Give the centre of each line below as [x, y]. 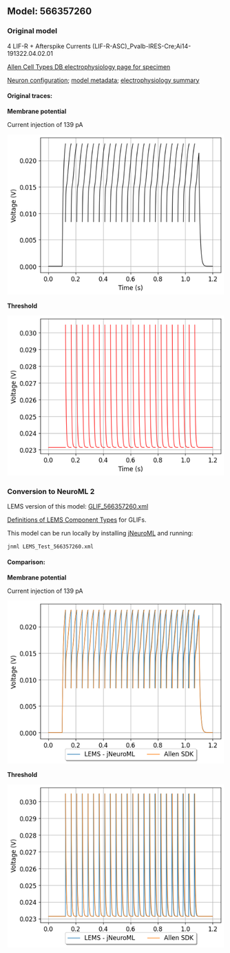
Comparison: [27, 562]
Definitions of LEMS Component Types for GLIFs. [77, 520]
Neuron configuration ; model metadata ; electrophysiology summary [103, 80]
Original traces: [30, 96]
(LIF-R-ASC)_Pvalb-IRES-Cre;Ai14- [142, 46]
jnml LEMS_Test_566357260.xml [51, 547]
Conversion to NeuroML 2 [51, 491]
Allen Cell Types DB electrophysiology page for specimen [89, 67]
